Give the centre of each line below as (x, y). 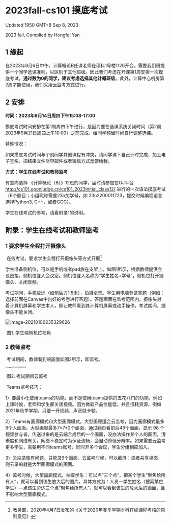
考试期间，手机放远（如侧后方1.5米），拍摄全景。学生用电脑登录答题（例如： (85, 293)
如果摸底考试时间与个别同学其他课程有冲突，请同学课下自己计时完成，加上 (83, 154)
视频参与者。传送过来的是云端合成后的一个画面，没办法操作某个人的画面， (83, 434)
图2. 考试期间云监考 (27, 376)
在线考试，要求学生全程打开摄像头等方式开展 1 (54, 258)
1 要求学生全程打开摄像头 (36, 246)
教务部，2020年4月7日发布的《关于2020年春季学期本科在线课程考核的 (87, 510)
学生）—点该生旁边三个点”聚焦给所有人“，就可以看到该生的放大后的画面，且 (85, 488)
